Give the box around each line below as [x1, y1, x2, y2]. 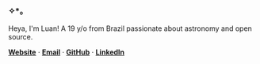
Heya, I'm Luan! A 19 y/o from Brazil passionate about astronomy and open [8, 24, 252, 33]
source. [8, 32, 33, 42]
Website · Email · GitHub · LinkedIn [8, 47, 125, 57]
